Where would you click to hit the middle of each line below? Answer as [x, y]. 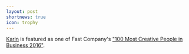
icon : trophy [22, 22]
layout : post [22, 11]
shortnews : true [26, 17]
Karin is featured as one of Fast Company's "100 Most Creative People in [94, 39]
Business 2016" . [26, 45]
